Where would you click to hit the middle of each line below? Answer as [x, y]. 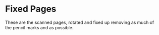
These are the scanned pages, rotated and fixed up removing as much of [80, 22]
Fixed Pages [31, 9]
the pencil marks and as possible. [39, 27]
